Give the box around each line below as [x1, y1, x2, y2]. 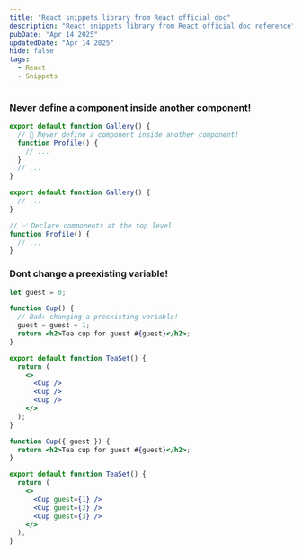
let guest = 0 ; [9, 288, 67, 297]
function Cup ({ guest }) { [9, 437, 111, 446]
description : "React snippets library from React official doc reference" [9, 22, 296, 31]
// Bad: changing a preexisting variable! [17, 312, 179, 322]
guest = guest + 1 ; [17, 321, 91, 330]
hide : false [9, 47, 54, 56]
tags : [9, 55, 30, 64]
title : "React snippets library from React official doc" [9, 13, 231, 22]
